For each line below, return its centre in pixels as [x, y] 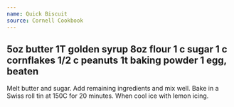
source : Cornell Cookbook [45, 21]
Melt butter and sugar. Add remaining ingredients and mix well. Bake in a [113, 89]
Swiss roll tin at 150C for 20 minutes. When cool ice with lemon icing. [108, 96]
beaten [23, 71]
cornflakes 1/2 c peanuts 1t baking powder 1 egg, [117, 60]
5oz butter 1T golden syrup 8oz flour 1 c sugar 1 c [117, 49]
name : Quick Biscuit [37, 14]
